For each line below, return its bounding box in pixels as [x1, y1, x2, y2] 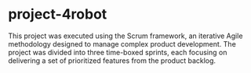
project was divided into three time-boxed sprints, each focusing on [8, 47, 227, 57]
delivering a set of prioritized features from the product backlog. [8, 56, 216, 65]
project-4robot [8, 5, 107, 23]
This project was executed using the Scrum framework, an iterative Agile [8, 31, 243, 40]
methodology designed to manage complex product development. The [8, 39, 237, 48]
